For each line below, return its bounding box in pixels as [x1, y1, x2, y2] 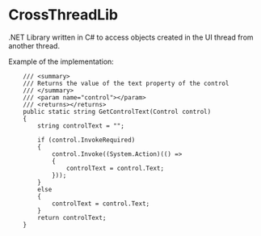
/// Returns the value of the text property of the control [23, 79, 229, 87]
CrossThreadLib [8, 6, 119, 24]
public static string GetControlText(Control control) [23, 107, 212, 116]
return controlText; [37, 213, 107, 221]
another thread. [8, 40, 61, 50]
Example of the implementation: [8, 57, 115, 66]
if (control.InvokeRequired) [37, 136, 136, 144]
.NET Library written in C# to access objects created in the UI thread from [8, 32, 254, 42]
